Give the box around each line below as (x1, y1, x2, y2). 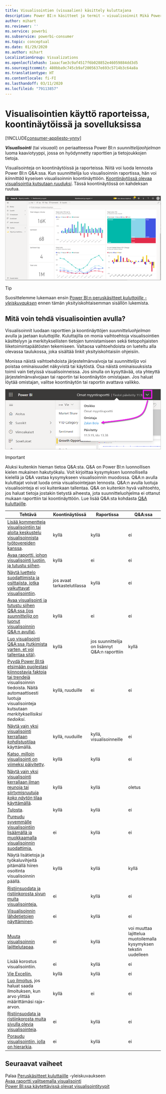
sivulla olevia (7, 1021, 34, 1027)
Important (5, 454, 25, 460)
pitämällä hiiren (7, 862, 39, 868)
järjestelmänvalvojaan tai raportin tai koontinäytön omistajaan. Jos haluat (5, 374, 153, 380)
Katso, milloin (7, 751, 35, 757)
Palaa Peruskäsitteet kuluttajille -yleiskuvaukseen (5, 1073, 106, 1079)
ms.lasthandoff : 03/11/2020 (5, 81, 63, 86)
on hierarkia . (7, 1044, 33, 1050)
